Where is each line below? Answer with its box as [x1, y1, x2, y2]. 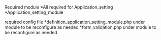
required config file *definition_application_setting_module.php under [4, 19, 145, 25]
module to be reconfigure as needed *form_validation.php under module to [4, 24, 157, 30]
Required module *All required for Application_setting [4, 4, 113, 10]
